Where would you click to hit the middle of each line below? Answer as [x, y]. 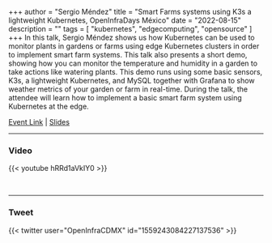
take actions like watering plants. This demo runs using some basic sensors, [136, 72]
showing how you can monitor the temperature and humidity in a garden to [133, 63]
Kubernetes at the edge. [49, 106]
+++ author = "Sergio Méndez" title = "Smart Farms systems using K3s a [130, 12]
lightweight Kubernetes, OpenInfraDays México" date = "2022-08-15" [125, 20]
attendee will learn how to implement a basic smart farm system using [125, 98]
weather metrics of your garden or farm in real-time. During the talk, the [128, 89]
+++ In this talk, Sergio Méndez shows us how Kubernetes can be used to [132, 37]
